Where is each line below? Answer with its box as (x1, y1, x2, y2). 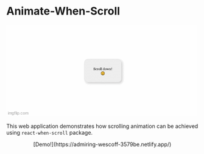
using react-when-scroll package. (6, 129, 93, 136)
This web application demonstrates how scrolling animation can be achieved (6, 122, 199, 130)
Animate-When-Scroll (6, 4, 121, 18)
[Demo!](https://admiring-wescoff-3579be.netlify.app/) (33, 141, 172, 148)
